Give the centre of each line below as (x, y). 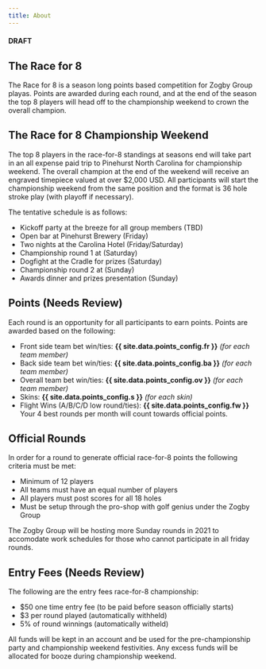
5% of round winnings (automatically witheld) (94, 624)
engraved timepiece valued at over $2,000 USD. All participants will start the (133, 180)
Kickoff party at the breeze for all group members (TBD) (112, 227)
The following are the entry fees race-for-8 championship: (104, 592)
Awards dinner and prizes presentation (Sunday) (99, 278)
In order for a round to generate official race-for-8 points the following (123, 458)
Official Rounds (47, 439)
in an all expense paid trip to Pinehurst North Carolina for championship (125, 163)
